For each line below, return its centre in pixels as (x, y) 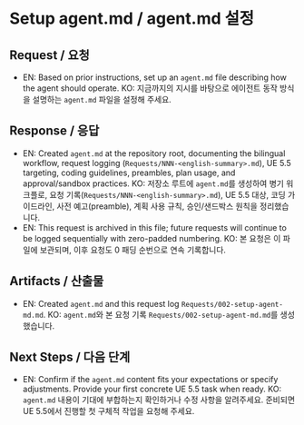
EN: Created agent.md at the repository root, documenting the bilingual (154, 153)
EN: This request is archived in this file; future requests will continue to (155, 227)
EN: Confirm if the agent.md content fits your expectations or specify (150, 380)
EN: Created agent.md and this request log (101, 303)
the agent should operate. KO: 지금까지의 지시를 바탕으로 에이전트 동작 (150, 88)
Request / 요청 (50, 55)
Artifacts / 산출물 (57, 281)
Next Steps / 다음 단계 (70, 357)
